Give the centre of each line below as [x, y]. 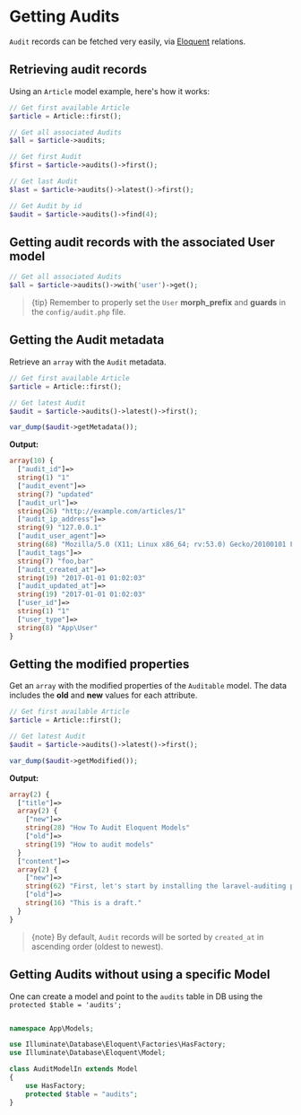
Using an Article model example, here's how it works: [110, 91]
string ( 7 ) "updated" [56, 494]
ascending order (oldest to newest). [97, 946]
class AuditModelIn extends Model [74, 1069]
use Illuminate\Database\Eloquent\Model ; [88, 1053]
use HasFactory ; [56, 1085]
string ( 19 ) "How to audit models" [90, 844]
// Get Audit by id [46, 206]
